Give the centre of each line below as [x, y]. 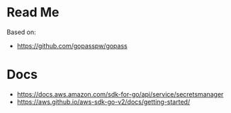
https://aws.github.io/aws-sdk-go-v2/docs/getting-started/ [103, 102]
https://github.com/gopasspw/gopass [72, 45]
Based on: [21, 32]
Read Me [33, 12]
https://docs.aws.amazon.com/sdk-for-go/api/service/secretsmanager [120, 94]
